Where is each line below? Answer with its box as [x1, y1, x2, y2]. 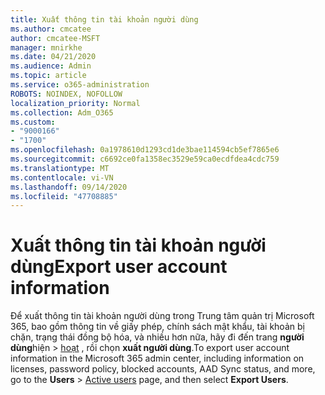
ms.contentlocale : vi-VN [10, 172, 114, 183]
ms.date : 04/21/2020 [10, 52, 97, 62]
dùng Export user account [10, 256, 228, 278]
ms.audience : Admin [10, 61, 92, 71]
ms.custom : [10, 117, 56, 127]
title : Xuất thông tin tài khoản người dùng [10, 14, 199, 25]
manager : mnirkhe [10, 42, 83, 53]
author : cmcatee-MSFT [10, 33, 101, 43]
